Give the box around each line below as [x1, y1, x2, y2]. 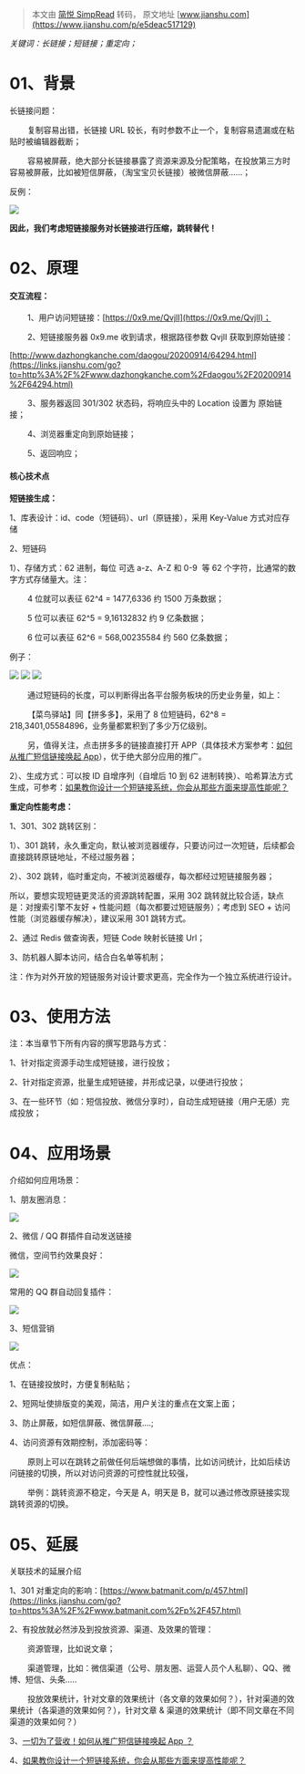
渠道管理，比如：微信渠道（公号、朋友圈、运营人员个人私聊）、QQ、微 [26, 1663, 291, 1674]
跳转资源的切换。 [9, 1499, 74, 1509]
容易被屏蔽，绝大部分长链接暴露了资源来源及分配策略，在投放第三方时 [26, 155, 291, 166]
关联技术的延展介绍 [9, 1566, 82, 1577]
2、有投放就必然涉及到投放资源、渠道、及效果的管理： [9, 1624, 214, 1635]
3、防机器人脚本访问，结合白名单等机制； [9, 951, 167, 962]
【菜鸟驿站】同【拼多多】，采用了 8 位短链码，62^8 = [26, 709, 227, 720]
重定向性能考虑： [9, 801, 74, 812]
